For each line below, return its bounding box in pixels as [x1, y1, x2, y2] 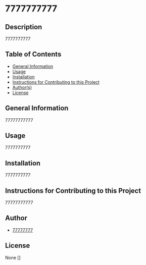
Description [5, 23, 42, 31]
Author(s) [12, 84, 32, 90]
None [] [5, 255, 21, 261]
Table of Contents [5, 50, 62, 58]
